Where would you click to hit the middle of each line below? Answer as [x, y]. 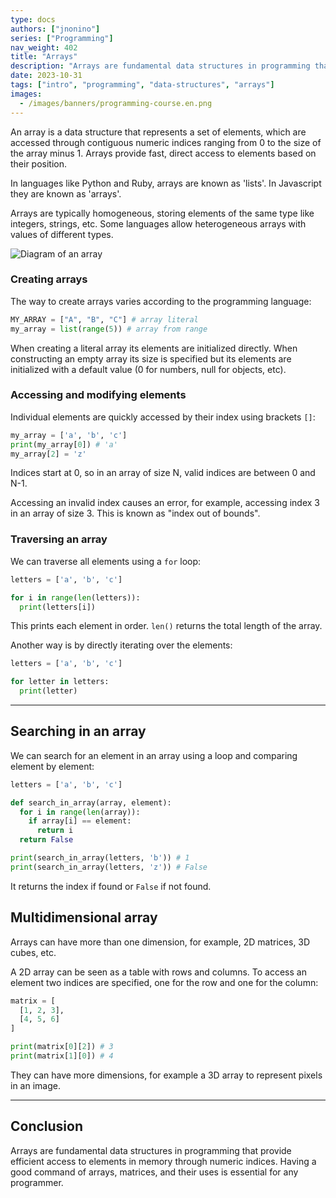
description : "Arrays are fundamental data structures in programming [160, 66]
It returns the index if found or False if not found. [111, 886]
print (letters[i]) [58, 607]
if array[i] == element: [80, 821]
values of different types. [62, 234]
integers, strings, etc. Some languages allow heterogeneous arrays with [158, 223]
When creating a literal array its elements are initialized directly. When [154, 348]
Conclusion [47, 1126]
